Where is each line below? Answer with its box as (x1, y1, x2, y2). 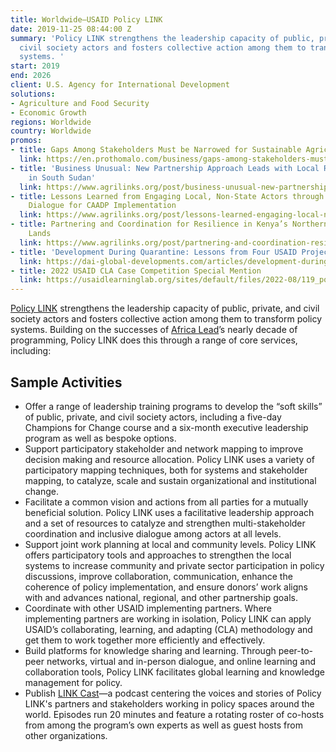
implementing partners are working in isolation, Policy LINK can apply (24, 612, 312, 625)
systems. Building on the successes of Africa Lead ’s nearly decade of (10, 324, 298, 336)
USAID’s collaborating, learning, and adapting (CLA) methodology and (24, 623, 313, 635)
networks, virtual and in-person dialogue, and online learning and (46, 655, 317, 667)
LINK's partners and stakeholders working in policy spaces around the (24, 697, 315, 710)
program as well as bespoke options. (24, 432, 177, 444)
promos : (10, 136, 43, 146)
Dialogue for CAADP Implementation (28, 201, 177, 211)
